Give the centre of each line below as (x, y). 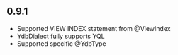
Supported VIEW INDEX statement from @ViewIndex (94, 28)
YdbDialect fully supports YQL (61, 36)
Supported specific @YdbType (61, 43)
